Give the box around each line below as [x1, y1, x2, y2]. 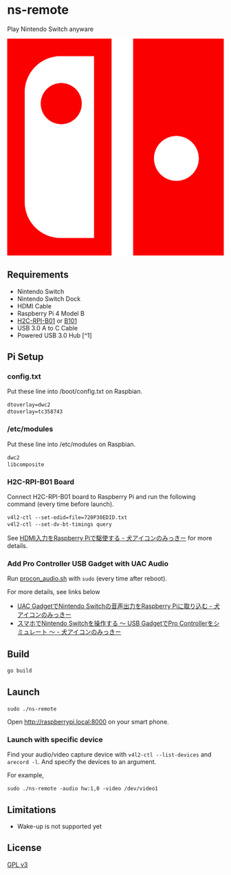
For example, [7, 771, 45, 779]
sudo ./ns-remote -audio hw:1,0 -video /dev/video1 [7, 786, 158, 792]
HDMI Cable [16, 302, 52, 310]
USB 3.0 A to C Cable [16, 324, 78, 332]
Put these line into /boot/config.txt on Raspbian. [7, 388, 143, 396]
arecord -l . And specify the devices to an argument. [7, 758, 157, 766]
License [7, 842, 42, 854]
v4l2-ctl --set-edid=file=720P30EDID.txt [7, 514, 128, 521]
